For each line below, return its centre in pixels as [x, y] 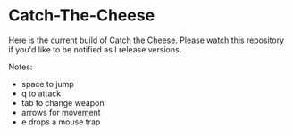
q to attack [41, 93]
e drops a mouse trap [61, 122]
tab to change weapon [63, 102]
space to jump [48, 84]
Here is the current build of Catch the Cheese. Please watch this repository [146, 40]
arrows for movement [61, 112]
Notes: [21, 67]
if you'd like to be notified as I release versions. [95, 49]
